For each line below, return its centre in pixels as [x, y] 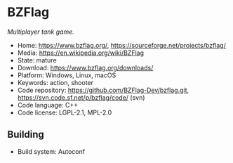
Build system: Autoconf [51, 151]
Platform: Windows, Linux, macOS [67, 75]
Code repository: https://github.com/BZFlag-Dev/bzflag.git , [103, 90]
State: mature [37, 60]
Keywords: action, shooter [55, 82]
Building [26, 135]
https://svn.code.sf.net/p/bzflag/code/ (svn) [81, 97]
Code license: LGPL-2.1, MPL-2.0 [65, 112]
